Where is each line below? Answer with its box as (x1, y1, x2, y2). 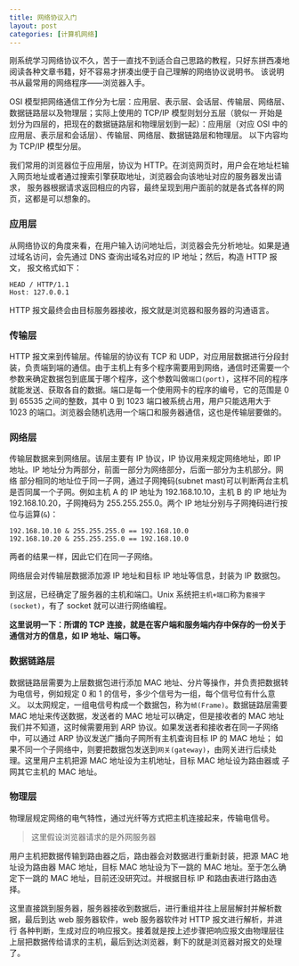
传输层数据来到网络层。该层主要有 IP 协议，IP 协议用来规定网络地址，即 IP (9, 453, 281, 464)
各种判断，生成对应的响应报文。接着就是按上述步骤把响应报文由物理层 (19, 925, 277, 936)
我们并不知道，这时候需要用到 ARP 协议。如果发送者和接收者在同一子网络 (9, 722, 279, 732)
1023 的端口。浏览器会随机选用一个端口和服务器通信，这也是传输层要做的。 (9, 407, 287, 417)
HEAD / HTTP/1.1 (9, 280, 69, 289)
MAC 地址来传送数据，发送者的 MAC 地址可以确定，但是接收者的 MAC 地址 (9, 710, 285, 721)
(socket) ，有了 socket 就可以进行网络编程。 (9, 600, 172, 611)
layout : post (9, 21, 58, 30)
